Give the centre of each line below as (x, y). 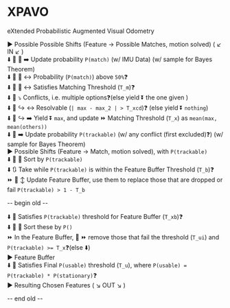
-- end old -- (25, 298)
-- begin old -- (27, 202)
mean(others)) (27, 127)
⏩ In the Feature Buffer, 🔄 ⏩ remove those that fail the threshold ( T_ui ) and (113, 237)
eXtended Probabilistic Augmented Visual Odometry (81, 31)
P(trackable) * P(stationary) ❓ (52, 275)
